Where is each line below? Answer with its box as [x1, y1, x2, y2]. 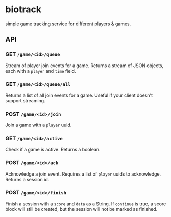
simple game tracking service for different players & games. [5, 20, 131, 27]
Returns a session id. [5, 176, 50, 182]
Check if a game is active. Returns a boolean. [5, 146, 101, 153]
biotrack [5, 4, 42, 15]
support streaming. [5, 97, 45, 103]
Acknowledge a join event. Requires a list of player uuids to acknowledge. [5, 170, 161, 177]
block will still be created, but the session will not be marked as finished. [5, 206, 158, 212]
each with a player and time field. [5, 68, 76, 74]
